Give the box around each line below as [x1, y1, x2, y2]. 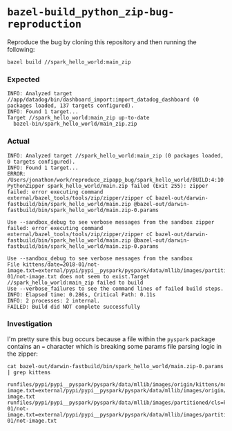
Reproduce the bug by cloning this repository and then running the [7, 37, 197, 46]
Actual [7, 137, 30, 146]
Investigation [7, 319, 52, 329]
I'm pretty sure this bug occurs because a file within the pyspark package [7, 334, 215, 343]
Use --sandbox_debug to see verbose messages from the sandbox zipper [7, 218, 215, 226]
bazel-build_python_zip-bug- [7, 6, 175, 19]
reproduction [7, 18, 81, 31]
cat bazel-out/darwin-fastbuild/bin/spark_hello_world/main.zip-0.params [7, 363, 224, 370]
